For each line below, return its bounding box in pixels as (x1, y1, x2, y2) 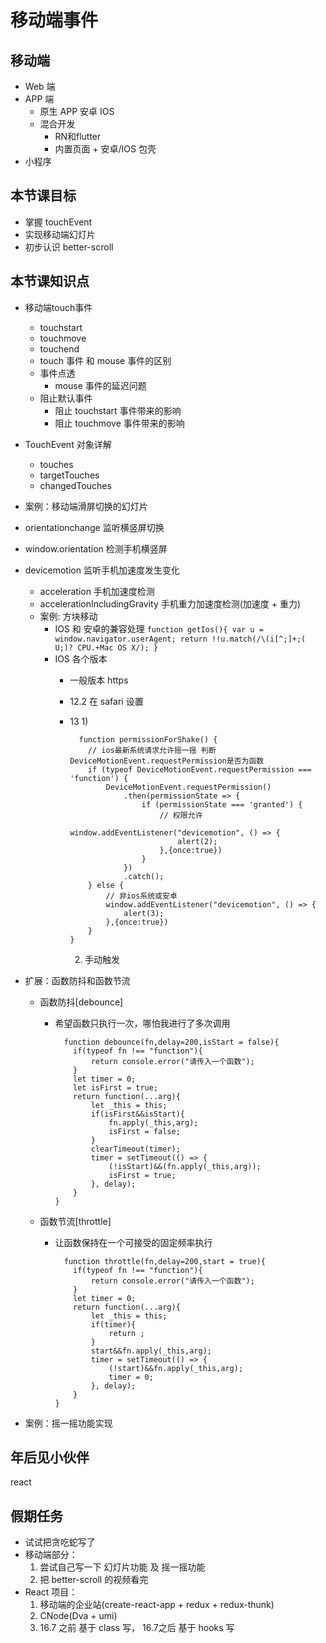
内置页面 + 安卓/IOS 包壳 (54, 143, 157, 155)
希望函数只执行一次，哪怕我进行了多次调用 (54, 1017, 231, 1029)
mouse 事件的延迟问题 (54, 379, 147, 391)
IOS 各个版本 (54, 652, 108, 665)
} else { (87, 880, 125, 890)
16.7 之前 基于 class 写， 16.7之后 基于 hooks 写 (39, 1622, 235, 1634)
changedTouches (39, 479, 112, 491)
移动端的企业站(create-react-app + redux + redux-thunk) (39, 1599, 275, 1611)
